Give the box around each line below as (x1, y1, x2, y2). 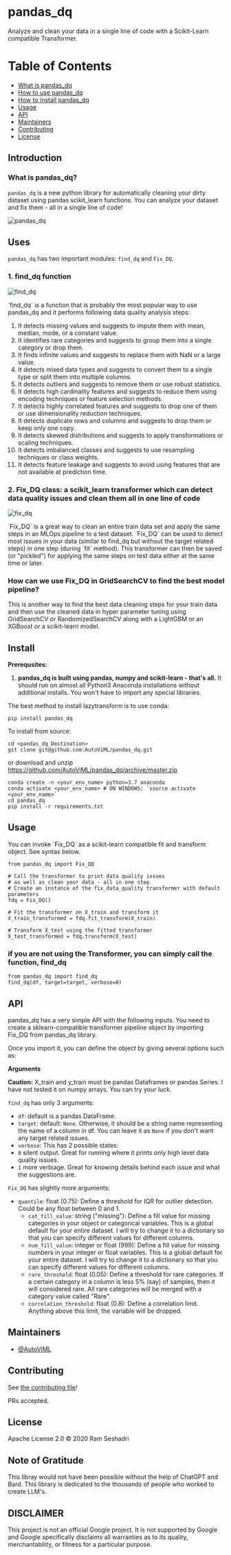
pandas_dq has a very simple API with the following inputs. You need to (8, 1016, 210, 1024)
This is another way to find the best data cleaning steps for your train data (8, 600, 218, 609)
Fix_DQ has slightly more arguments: (8, 1184, 111, 1192)
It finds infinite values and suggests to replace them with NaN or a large (17, 350, 221, 358)
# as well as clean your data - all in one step (8, 879, 150, 886)
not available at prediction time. (17, 467, 107, 475)
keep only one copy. (17, 424, 76, 432)
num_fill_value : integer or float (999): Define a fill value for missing (27, 1241, 220, 1249)
